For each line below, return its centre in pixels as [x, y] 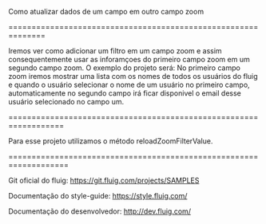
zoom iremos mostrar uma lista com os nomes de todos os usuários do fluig [133, 76]
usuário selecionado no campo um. [66, 102]
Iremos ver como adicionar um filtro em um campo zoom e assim [115, 51]
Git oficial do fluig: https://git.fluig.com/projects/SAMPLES [104, 180]
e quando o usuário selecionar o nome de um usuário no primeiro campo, [129, 84]
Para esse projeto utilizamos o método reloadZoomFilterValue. [111, 141]
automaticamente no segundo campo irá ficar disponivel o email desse [125, 93]
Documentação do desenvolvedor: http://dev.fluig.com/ [100, 211]
